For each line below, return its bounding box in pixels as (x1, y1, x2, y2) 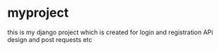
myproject (7, 5, 69, 21)
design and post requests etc (7, 35, 93, 43)
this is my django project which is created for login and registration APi (7, 28, 213, 36)
